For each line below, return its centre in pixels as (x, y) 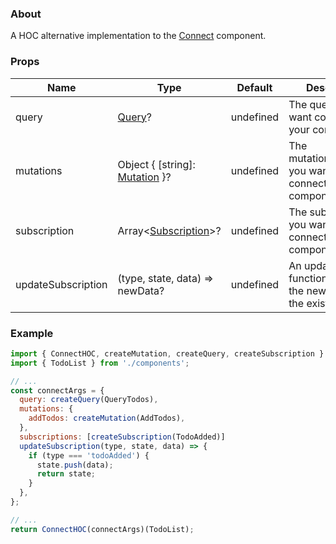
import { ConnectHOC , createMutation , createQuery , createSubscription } (167, 353)
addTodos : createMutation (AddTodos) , (107, 418)
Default (254, 87)
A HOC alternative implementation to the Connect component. (138, 36)
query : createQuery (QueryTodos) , (89, 400)
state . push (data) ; (75, 465)
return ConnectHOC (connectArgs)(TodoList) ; (102, 529)
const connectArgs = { (57, 390)
